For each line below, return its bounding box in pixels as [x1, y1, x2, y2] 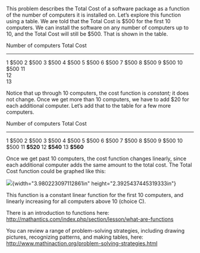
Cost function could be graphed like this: [6, 168, 106, 174]
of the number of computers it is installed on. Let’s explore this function [6, 11, 182, 18]
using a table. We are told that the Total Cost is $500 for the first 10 [6, 18, 171, 24]
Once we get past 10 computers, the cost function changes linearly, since [6, 155, 186, 162]
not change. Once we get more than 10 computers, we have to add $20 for [6, 96, 189, 103]
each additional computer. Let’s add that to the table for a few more [6, 102, 171, 109]
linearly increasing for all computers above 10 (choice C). [6, 198, 146, 205]
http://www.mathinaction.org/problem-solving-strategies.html [6, 240, 158, 246]
